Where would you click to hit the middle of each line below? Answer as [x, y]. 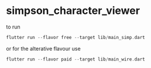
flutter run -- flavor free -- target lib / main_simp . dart [75, 37]
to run [13, 27]
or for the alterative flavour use [43, 48]
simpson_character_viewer [73, 11]
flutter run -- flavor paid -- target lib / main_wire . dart [75, 59]
